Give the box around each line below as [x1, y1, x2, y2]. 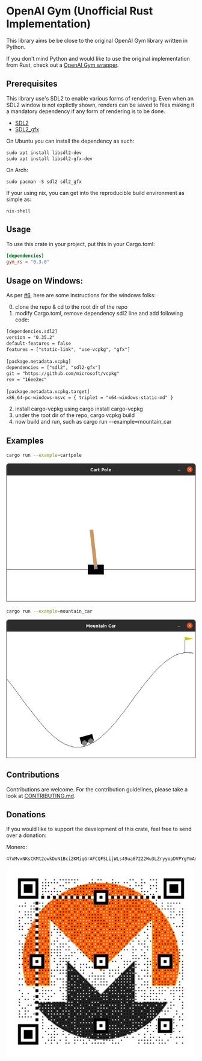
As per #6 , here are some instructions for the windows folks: [6, 292, 156, 299]
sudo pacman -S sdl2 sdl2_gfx [6, 179, 82, 185]
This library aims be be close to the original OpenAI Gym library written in [6, 37, 188, 44]
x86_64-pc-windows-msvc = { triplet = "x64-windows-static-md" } [6, 395, 173, 401]
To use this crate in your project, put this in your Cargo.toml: [6, 240, 155, 247]
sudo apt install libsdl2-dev [6, 149, 82, 156]
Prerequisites [6, 79, 58, 89]
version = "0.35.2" [6, 335, 55, 341]
